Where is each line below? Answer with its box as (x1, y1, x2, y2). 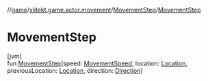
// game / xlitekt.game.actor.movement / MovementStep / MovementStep (7, 6, 201, 14)
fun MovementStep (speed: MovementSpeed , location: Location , (7, 59, 188, 67)
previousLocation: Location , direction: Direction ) (7, 66, 143, 74)
